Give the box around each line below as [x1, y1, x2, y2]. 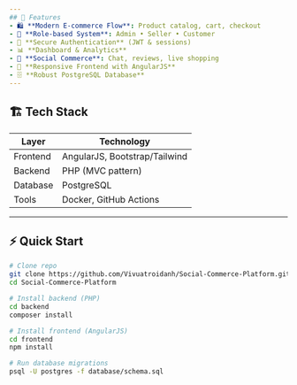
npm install [9, 343, 53, 352]
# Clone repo [9, 262, 57, 271]
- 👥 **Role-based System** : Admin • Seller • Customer [9, 29, 216, 38]
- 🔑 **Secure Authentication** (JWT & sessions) [9, 37, 192, 47]
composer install [9, 311, 73, 320]
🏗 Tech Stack [9, 104, 88, 119]
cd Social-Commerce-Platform [9, 278, 117, 288]
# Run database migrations [9, 359, 109, 368]
